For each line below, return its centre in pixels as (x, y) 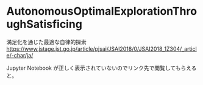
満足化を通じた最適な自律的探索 (46, 42)
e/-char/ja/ (20, 55)
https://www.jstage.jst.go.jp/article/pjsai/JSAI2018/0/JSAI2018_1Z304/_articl (101, 49)
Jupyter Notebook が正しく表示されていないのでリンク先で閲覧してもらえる (101, 68)
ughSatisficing (44, 24)
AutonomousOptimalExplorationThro (101, 11)
